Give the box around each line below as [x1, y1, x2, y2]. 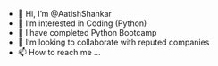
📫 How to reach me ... [17, 47, 101, 57]
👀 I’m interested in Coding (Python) [17, 18, 147, 29]
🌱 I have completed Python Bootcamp [17, 28, 157, 37]
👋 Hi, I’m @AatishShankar [17, 9, 112, 19]
